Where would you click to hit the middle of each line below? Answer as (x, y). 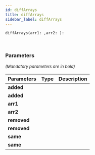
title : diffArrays (25, 15)
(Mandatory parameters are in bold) (40, 66)
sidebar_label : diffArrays (34, 19)
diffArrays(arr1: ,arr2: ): (35, 33)
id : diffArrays (21, 10)
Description (73, 79)
